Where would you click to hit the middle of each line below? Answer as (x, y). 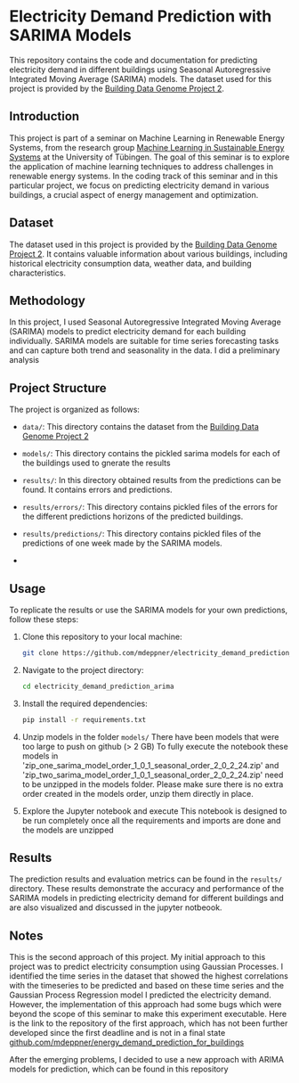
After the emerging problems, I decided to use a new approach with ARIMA (147, 1060)
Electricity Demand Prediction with (141, 16)
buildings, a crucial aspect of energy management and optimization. (134, 194)
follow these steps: (44, 619)
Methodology (48, 300)
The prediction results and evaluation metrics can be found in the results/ (146, 879)
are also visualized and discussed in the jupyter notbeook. (116, 907)
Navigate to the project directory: (83, 669)
